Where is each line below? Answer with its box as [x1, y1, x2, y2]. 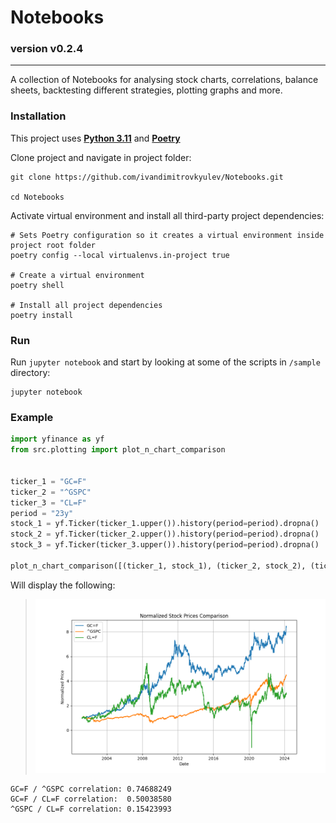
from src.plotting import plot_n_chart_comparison [10, 445, 226, 455]
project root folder [10, 240, 97, 250]
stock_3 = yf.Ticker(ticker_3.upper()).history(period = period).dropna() [10, 540, 320, 550]
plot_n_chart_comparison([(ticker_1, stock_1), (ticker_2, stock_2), [10, 561, 307, 571]
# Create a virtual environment [10, 270, 145, 280]
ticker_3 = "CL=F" [10, 497, 87, 508]
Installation [10, 109, 67, 123]
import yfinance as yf [10, 434, 105, 445]
